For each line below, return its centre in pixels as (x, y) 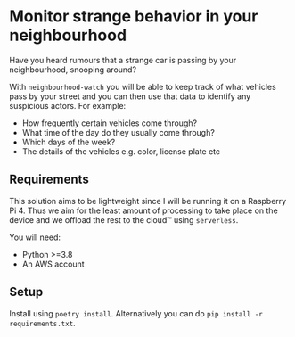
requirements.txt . (42, 323)
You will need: (35, 237)
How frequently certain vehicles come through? (110, 123)
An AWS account (53, 264)
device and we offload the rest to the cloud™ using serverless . (124, 219)
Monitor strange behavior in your (134, 16)
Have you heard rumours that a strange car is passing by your (123, 60)
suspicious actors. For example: (68, 105)
